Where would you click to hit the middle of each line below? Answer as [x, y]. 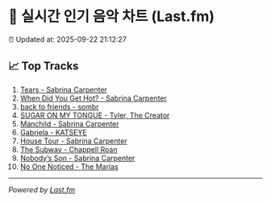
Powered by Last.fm [42, 189]
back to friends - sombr [59, 106]
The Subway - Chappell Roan [69, 149]
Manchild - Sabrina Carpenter [69, 124]
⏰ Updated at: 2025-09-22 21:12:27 [67, 39]
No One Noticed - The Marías [69, 167]
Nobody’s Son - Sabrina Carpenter [77, 158]
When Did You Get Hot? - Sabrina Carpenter [94, 98]
